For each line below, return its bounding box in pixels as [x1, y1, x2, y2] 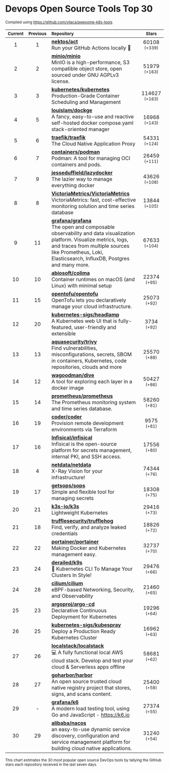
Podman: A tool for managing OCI [51, 154, 131, 161]
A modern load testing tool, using [51, 705, 130, 712]
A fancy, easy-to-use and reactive [51, 113, 134, 120]
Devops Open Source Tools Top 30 [5, 3, 153, 15]
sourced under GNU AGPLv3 [51, 71, 119, 78]
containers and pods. [51, 161, 102, 168]
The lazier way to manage [51, 175, 113, 182]
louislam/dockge [51, 106, 93, 114]
